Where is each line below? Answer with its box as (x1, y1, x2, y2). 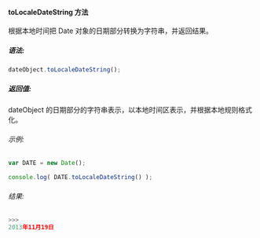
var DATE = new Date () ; (8, 159, 86, 167)
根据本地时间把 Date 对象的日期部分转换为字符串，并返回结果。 (8, 26, 214, 35)
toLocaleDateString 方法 (8, 7, 89, 16)
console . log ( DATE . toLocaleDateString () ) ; (8, 174, 153, 181)
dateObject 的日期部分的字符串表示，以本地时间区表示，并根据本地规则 (8, 105, 239, 115)
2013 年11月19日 (8, 224, 54, 232)
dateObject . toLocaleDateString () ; (8, 66, 122, 74)
